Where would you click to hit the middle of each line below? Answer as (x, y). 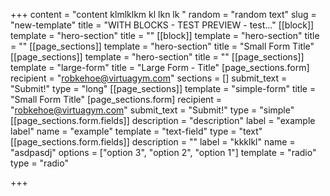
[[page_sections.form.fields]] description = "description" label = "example (163, 120)
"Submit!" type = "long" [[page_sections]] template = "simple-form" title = (163, 88)
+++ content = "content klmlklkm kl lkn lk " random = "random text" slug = (163, 14)
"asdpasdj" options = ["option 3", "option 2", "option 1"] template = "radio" (163, 152)
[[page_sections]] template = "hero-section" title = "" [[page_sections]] (157, 57)
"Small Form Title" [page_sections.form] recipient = (116, 99)
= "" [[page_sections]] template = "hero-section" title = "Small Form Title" (162, 46)
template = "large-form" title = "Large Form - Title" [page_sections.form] (160, 67)
